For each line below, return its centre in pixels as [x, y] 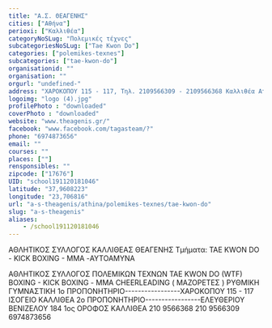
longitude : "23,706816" [49, 196]
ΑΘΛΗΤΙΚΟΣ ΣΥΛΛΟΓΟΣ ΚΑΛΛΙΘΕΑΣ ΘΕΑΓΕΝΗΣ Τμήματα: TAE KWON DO [134, 250]
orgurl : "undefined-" [45, 83]
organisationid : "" [41, 69]
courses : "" [28, 151]
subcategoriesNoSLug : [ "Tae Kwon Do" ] [74, 46]
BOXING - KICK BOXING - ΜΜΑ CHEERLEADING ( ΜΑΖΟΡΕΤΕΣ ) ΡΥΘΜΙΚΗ [134, 283]
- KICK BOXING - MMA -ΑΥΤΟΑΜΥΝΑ [72, 258]
